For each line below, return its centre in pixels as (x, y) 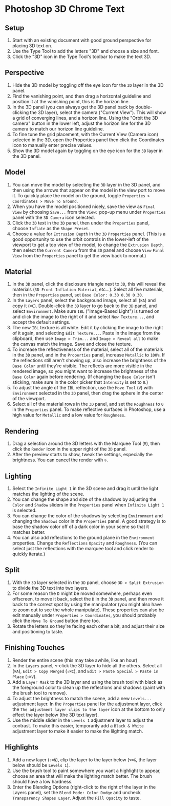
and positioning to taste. (38, 631)
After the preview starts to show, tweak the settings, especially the (82, 455)
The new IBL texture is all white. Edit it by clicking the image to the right (88, 328)
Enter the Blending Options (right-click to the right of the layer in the (84, 787)
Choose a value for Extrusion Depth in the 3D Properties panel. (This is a (89, 234)
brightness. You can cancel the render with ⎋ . (60, 460)
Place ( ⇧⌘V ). (24, 677)
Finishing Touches (35, 648)
